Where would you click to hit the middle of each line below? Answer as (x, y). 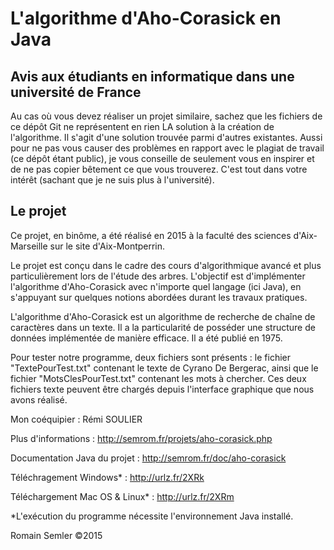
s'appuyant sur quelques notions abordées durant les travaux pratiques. (159, 297)
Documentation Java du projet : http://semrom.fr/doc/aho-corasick (148, 458)
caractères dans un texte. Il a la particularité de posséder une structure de (163, 327)
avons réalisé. (39, 399)
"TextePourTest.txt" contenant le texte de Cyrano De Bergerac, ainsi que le (164, 368)
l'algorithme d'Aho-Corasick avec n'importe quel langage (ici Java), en (156, 286)
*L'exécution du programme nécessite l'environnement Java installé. (152, 516)
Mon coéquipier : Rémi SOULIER (76, 419)
